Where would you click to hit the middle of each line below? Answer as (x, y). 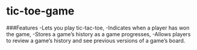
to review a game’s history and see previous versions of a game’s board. (96, 40)
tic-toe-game (40, 11)
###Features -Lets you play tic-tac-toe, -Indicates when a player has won (98, 28)
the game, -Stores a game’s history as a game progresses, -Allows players (98, 34)
